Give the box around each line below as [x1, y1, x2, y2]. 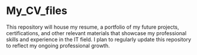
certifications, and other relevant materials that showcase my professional [6, 29, 187, 36]
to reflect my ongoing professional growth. [6, 42, 110, 49]
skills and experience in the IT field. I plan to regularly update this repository [6, 36, 191, 43]
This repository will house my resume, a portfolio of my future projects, [6, 23, 179, 30]
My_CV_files [6, 4, 67, 18]
